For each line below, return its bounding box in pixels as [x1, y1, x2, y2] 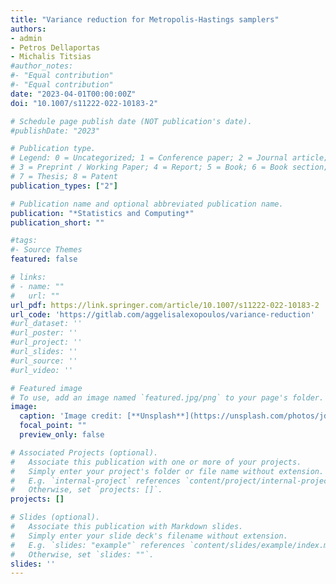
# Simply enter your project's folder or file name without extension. [10, 466, 325, 476]
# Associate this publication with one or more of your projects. [10, 457, 302, 467]
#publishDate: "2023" [10, 126, 101, 136]
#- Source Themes [10, 245, 83, 255]
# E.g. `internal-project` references [10, 476, 182, 486]
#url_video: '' [10, 365, 74, 375]
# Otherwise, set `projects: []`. [10, 485, 163, 495]
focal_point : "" [19, 421, 87, 431]
